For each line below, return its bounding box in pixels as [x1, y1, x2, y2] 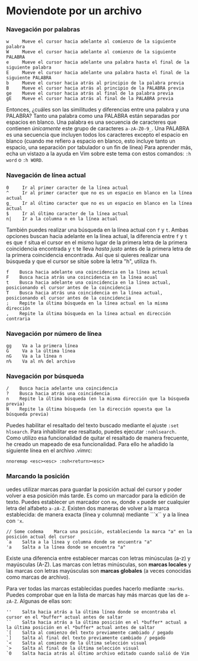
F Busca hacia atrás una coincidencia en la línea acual [6, 274, 158, 280]
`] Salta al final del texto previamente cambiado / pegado [6, 635, 166, 641]
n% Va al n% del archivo [6, 358, 76, 365]
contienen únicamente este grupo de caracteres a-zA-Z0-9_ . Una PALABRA [6, 125, 190, 132]
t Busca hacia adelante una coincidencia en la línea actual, [6, 280, 171, 285]
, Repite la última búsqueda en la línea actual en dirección [6, 310, 171, 316]
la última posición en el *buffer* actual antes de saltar [6, 624, 155, 630]
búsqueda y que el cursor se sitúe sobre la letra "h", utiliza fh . [6, 258, 157, 265]
